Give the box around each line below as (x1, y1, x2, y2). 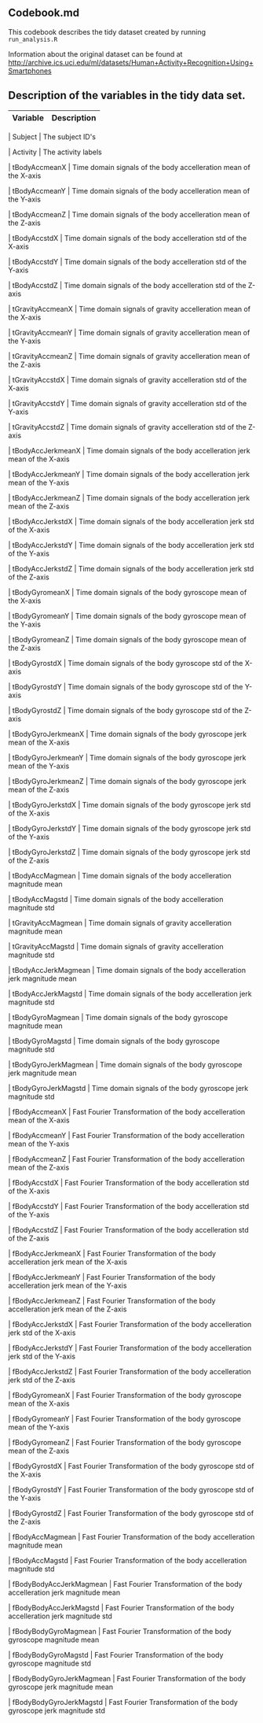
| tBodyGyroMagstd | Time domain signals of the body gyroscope (8, 1036, 220, 1045)
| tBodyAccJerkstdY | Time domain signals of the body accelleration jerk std (8, 540, 255, 549)
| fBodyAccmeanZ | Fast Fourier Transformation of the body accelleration (8, 1154, 245, 1163)
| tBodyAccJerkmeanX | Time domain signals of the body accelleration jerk (8, 446, 251, 455)
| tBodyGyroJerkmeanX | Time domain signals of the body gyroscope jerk (8, 729, 247, 738)
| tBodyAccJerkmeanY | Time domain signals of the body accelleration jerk (8, 469, 250, 479)
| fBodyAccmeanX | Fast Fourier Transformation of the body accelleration (8, 1107, 246, 1116)
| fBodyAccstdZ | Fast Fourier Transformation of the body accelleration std (8, 1225, 249, 1234)
